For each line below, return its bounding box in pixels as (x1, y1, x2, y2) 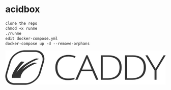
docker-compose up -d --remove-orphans (5, 41, 90, 46)
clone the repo (5, 21, 38, 26)
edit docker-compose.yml (5, 36, 58, 41)
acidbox (5, 4, 40, 15)
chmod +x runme (5, 26, 38, 31)
